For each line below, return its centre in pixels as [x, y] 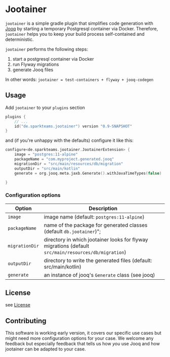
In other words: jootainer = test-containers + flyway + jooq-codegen [79, 79]
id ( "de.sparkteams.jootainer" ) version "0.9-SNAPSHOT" [73, 126]
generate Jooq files [33, 70]
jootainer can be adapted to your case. [46, 349]
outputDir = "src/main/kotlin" [47, 168]
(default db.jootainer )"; [72, 231]
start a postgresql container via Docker [53, 59]
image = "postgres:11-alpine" [46, 155]
